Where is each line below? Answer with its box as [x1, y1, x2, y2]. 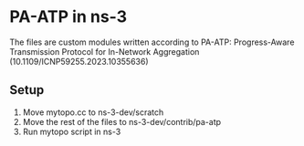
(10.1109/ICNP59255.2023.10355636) [9, 56, 149, 67]
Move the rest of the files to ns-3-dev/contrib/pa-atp [22, 116, 222, 127]
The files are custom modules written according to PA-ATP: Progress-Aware [9, 36, 295, 47]
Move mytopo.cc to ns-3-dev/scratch [22, 107, 164, 118]
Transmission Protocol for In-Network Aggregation [9, 46, 200, 57]
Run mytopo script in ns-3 [22, 126, 121, 137]
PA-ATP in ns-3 [9, 6, 128, 27]
